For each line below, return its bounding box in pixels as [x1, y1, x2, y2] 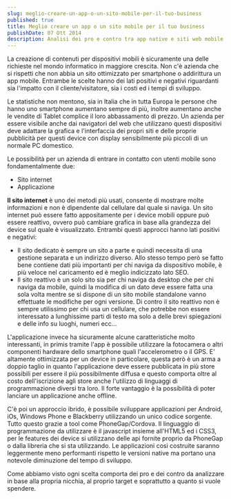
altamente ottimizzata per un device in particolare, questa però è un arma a [7, 355, 221, 363]
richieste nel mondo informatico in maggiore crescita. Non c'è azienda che [7, 62, 219, 70]
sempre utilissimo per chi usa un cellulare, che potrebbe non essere [17, 305, 210, 313]
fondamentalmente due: [7, 162, 75, 170]
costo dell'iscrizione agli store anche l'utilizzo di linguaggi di [7, 377, 178, 385]
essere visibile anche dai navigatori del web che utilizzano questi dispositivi [7, 119, 222, 128]
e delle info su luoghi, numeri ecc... [17, 320, 117, 328]
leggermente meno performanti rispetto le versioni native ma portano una [7, 449, 216, 458]
